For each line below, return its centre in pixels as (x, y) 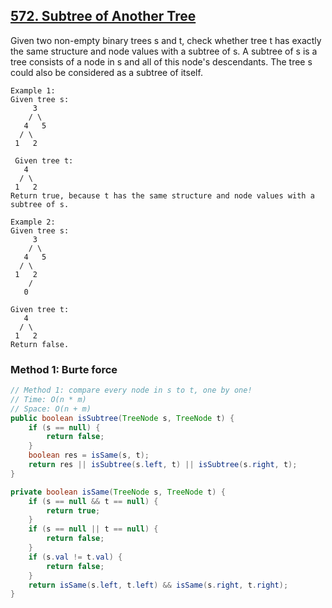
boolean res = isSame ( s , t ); (89, 455)
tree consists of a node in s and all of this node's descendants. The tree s (161, 61)
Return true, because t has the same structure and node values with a (162, 195)
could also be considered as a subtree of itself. (106, 72)
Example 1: (33, 90)
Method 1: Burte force (64, 369)
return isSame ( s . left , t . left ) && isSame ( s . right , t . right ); (158, 585)
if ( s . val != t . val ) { (75, 557)
